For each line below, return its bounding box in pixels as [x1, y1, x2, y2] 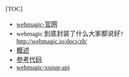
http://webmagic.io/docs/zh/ [16, 38, 88, 45]
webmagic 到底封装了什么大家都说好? [16, 30, 124, 38]
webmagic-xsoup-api [16, 64, 70, 71]
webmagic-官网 [16, 21, 58, 28]
